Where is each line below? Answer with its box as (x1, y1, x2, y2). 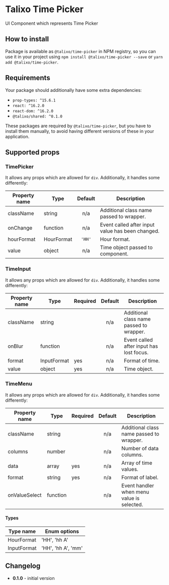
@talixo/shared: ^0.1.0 (12, 114, 63, 119)
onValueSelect (8, 491, 42, 498)
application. (5, 133, 30, 139)
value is (121, 495, 140, 502)
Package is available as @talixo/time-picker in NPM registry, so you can (5, 48, 156, 54)
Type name (8, 528, 36, 535)
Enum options (45, 528, 79, 535)
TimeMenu (5, 380, 33, 387)
